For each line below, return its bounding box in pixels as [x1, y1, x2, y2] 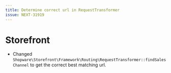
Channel [12, 63, 29, 68]
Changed [12, 51, 32, 57]
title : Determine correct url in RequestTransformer [5, 7, 120, 13]
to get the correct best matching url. [30, 62, 106, 68]
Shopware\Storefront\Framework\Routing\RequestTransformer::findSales [12, 57, 166, 63]
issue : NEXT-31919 [5, 12, 44, 17]
